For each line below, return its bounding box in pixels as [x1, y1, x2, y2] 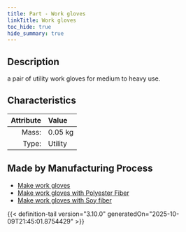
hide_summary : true [7, 29, 64, 37]
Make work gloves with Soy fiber [17, 196, 112, 204]
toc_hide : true [7, 23, 52, 30]
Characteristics [7, 95, 77, 107]
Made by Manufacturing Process [7, 163, 153, 175]
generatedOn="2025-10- [107, 210, 180, 218]
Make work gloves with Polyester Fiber [17, 189, 129, 197]
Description [7, 55, 59, 67]
